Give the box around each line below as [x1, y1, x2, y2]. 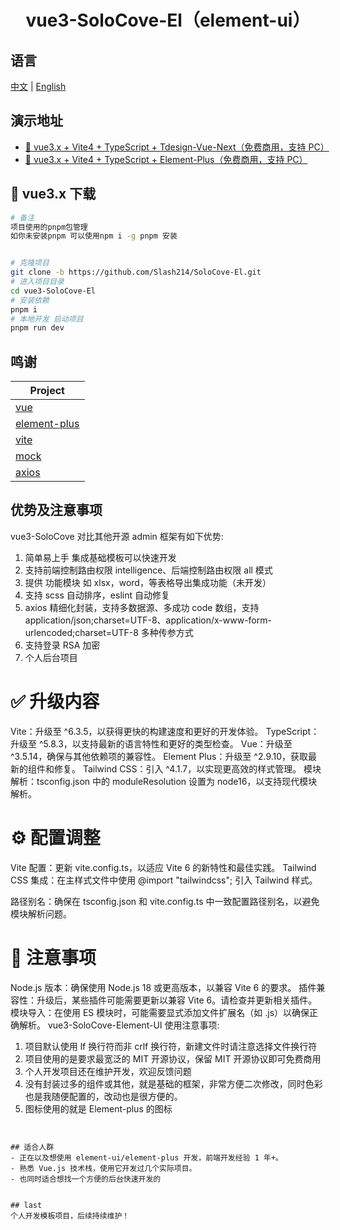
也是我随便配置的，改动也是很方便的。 [24, 1090, 183, 1102]
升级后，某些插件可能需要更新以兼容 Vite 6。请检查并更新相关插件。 [36, 994, 318, 1006]
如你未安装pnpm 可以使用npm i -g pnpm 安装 [10, 231, 178, 241]
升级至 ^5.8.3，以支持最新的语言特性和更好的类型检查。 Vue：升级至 [10, 737, 293, 750]
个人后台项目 [24, 651, 78, 663]
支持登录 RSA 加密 [24, 639, 101, 651]
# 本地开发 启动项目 [10, 314, 84, 324]
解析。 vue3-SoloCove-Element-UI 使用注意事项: [18, 1019, 220, 1031]
